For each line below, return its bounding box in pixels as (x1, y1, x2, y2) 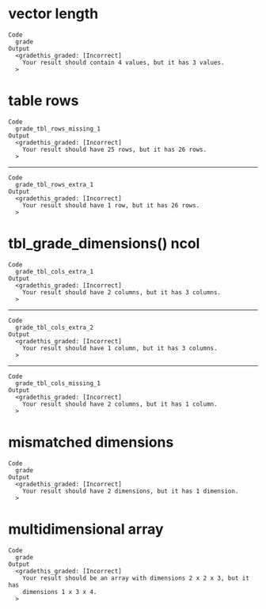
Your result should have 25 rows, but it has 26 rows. (22, 146, 207, 153)
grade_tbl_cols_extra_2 (15, 323, 93, 331)
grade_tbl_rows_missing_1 (15, 124, 101, 133)
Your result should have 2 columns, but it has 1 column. (22, 400, 218, 408)
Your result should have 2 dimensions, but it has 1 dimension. (22, 487, 239, 495)
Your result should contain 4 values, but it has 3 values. (22, 59, 225, 66)
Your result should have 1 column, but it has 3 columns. (22, 344, 218, 352)
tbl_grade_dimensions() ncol (8, 235, 200, 253)
